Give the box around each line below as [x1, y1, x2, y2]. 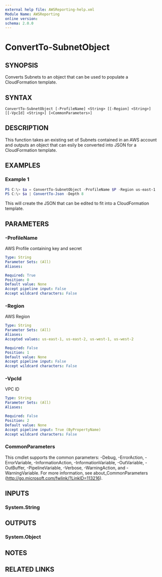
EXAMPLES [5, 162, 40, 170]
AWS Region [5, 313, 30, 320]
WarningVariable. [5, 470, 40, 476]
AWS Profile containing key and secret [5, 246, 82, 251]
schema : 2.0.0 [5, 21, 34, 26]
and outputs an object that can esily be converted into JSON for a [5, 142, 137, 148]
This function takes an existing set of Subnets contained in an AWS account [5, 137, 157, 143]
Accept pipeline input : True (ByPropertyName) [5, 427, 101, 432]
